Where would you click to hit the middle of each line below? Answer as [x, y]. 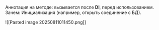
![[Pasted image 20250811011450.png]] [46, 22]
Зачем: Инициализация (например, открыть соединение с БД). [73, 12]
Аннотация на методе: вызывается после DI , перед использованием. [80, 7]
